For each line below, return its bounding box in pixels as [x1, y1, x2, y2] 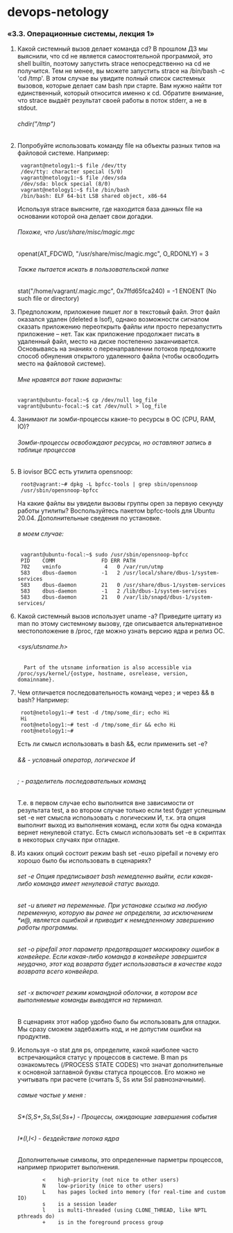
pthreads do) [17, 1213, 55, 1220]
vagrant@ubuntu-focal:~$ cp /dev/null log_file [17, 397, 157, 404]
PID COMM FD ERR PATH [20, 557, 136, 564]
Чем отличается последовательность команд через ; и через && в [17, 688, 215, 697]
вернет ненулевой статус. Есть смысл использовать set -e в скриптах [17, 828, 226, 836]
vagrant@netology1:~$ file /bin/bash [20, 186, 130, 193]
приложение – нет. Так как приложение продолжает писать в [17, 330, 200, 338]
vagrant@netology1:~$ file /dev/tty [20, 162, 127, 169]
